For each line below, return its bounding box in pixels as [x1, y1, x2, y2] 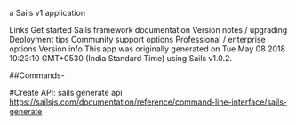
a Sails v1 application [9, 8, 86, 18]
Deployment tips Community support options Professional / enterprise [9, 35, 266, 44]
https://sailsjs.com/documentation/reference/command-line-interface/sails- [9, 97, 287, 107]
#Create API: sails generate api [9, 88, 123, 98]
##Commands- [9, 70, 65, 81]
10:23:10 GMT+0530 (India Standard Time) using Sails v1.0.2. [9, 53, 233, 63]
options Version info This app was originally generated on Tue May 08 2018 [9, 43, 286, 54]
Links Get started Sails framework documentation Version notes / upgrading [9, 25, 288, 35]
